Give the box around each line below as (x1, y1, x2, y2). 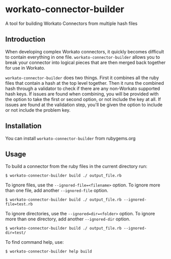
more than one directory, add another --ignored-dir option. (5, 216, 131, 222)
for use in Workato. (5, 64, 46, 71)
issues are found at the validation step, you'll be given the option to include (5, 102, 163, 108)
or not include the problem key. (5, 107, 71, 113)
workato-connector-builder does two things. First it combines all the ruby (5, 75, 159, 81)
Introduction (5, 35, 46, 44)
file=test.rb (5, 202, 33, 207)
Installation (5, 122, 42, 131)
